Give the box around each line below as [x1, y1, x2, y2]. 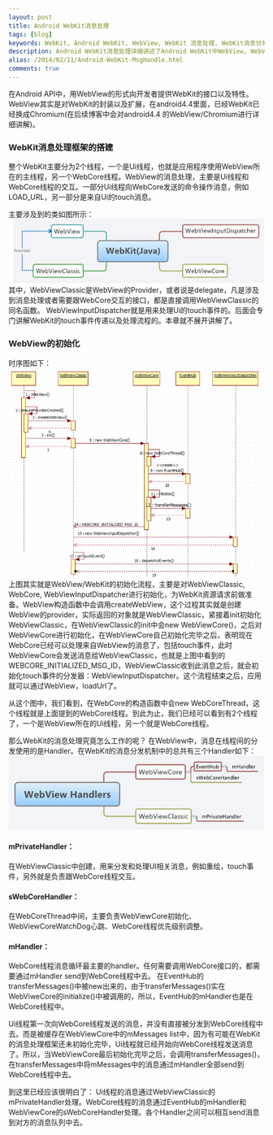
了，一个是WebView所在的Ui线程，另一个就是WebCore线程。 [8, 719, 214, 728]
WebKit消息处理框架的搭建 [8, 141, 114, 153]
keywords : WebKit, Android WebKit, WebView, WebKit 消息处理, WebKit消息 [8, 39, 256, 47]
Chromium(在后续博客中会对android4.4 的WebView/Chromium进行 [29, 109, 253, 119]
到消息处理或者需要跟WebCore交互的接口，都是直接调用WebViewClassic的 [8, 295, 259, 305]
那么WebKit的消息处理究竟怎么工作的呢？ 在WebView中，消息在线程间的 [8, 736, 251, 746]
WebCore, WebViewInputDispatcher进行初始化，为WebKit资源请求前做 [8, 589, 245, 599]
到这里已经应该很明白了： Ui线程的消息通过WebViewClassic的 [8, 1087, 215, 1097]
